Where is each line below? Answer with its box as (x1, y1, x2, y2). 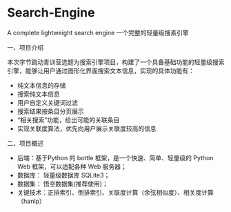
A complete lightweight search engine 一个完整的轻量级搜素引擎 (7, 28, 190, 37)
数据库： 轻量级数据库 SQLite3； (17, 171, 110, 179)
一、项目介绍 (7, 43, 43, 51)
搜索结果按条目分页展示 (17, 107, 84, 115)
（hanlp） (17, 197, 46, 205)
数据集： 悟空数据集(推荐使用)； (17, 180, 108, 188)
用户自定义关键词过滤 (17, 98, 78, 106)
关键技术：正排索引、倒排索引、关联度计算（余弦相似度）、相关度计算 (17, 188, 214, 196)
